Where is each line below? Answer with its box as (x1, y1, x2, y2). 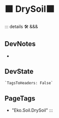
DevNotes (4, 40, 36, 48)
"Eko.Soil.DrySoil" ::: (11, 107, 53, 114)
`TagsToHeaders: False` (4, 80, 54, 85)
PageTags (4, 94, 35, 103)
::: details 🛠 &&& (4, 23, 38, 29)
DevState (4, 67, 34, 76)
